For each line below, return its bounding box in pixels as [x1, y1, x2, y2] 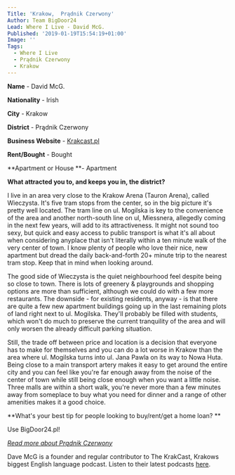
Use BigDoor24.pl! [7, 425, 61, 433]
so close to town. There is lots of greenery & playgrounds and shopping [7, 279, 214, 288]
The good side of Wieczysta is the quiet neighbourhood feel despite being [7, 272, 222, 280]
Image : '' [7, 37, 36, 44]
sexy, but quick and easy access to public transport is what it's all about [7, 228, 215, 236]
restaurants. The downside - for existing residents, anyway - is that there [7, 294, 218, 303]
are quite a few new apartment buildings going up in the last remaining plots [7, 302, 227, 310]
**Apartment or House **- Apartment [7, 163, 117, 172]
